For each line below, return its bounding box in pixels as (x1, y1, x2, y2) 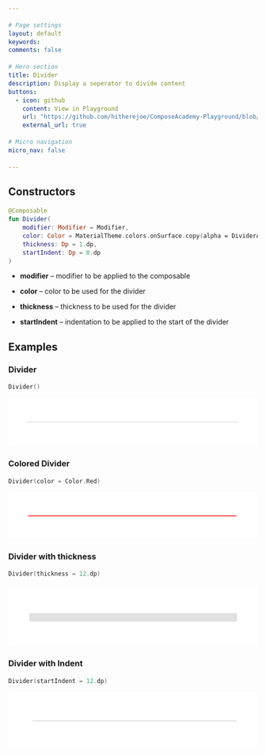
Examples (8, 340, 58, 354)
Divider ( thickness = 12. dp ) (8, 570, 101, 578)
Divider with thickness (8, 551, 97, 562)
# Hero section (8, 63, 59, 71)
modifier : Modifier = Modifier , (22, 224, 129, 232)
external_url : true (22, 121, 87, 130)
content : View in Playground (22, 104, 119, 112)
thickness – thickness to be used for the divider (19, 302, 177, 312)
